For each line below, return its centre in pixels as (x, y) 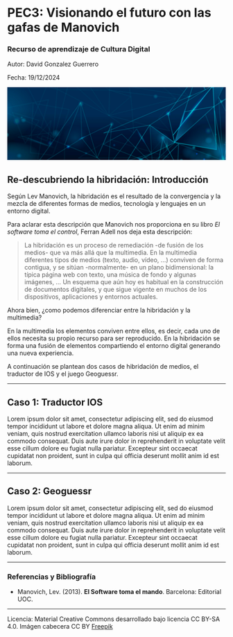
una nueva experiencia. (41, 353)
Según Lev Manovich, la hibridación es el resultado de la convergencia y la (114, 196)
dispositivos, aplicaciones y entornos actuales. (91, 297)
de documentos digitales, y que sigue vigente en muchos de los (115, 290)
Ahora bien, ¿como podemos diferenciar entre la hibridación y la (99, 311)
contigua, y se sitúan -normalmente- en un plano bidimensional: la (119, 268)
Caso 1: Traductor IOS (55, 402)
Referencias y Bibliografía (52, 577)
